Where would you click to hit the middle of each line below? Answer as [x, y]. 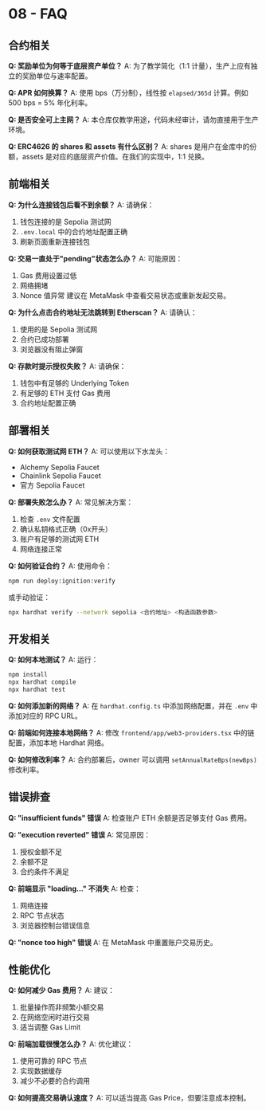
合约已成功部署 [44, 339]
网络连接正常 [41, 549]
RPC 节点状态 [42, 915]
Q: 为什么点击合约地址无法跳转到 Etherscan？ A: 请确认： [103, 312]
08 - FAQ [38, 14]
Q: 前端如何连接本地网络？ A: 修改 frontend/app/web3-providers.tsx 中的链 [131, 732]
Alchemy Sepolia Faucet [59, 467]
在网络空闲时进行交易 [55, 1018]
